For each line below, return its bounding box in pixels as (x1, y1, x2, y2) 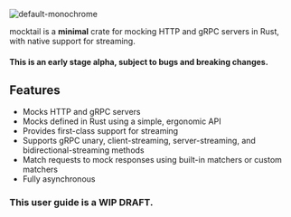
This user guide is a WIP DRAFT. (9, 196, 154, 209)
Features (9, 82, 61, 98)
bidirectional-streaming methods (22, 145, 145, 156)
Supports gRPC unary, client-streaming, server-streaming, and (22, 136, 256, 146)
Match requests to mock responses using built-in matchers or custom (22, 155, 283, 165)
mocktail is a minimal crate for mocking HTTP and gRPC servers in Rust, (9, 26, 280, 36)
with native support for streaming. (9, 36, 136, 46)
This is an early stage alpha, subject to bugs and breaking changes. (9, 56, 268, 67)
